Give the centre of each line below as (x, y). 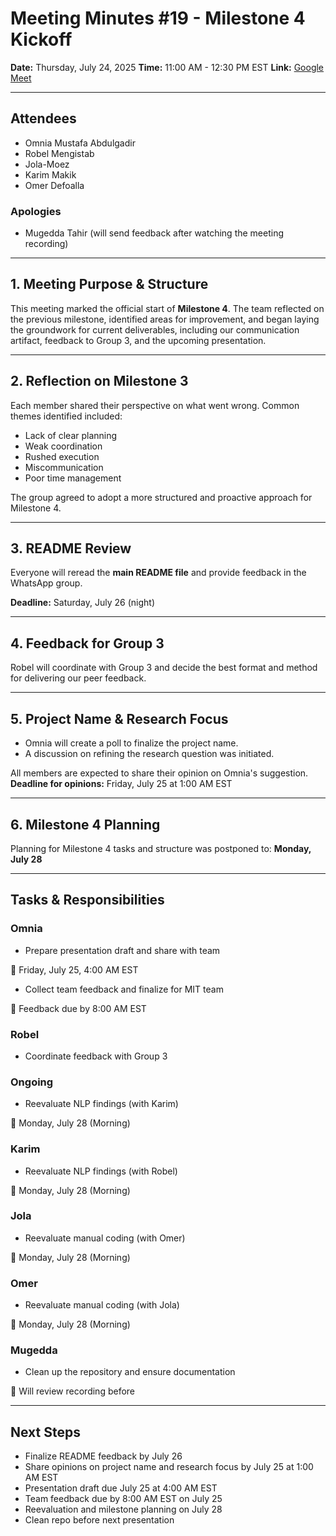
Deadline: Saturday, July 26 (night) (82, 603)
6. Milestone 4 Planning (85, 824)
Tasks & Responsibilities (87, 900)
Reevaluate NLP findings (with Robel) (101, 1171)
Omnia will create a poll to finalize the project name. (131, 743)
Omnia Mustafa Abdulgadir (80, 143)
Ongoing (32, 1082)
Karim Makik (50, 174)
